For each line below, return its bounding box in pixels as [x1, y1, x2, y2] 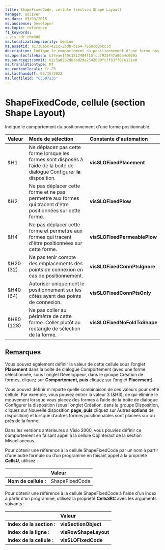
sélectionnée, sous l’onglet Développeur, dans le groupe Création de [5, 371, 143, 377]
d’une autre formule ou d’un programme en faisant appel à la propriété [5, 452, 147, 458]
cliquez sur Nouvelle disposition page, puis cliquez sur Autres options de [5, 407, 154, 413]
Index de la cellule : [7, 537, 54, 544]
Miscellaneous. [5, 437, 36, 443]
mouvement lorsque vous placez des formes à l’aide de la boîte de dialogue [5, 397, 158, 402]
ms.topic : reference [5, 26, 48, 31]
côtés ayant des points [28, 292, 82, 299]
